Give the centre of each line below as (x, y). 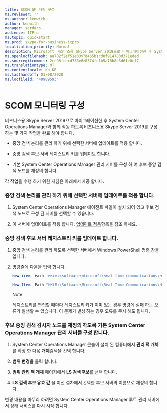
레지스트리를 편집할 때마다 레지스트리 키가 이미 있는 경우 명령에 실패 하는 (83, 305)
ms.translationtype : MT (30, 65)
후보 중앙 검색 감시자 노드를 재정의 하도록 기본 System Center (75, 325)
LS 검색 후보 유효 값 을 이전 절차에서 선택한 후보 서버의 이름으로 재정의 (80, 383)
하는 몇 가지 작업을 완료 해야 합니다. (40, 133)
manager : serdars (23, 28)
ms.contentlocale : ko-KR (31, 70)
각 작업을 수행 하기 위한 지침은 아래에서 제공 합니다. (55, 181)
